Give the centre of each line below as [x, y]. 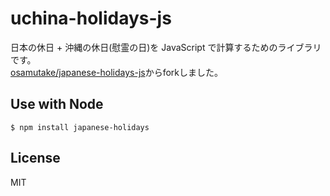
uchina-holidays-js [91, 18]
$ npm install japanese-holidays [80, 127]
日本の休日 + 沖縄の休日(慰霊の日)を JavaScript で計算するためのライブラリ [166, 47]
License [35, 158]
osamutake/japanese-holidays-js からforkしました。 [117, 72]
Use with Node [57, 104]
